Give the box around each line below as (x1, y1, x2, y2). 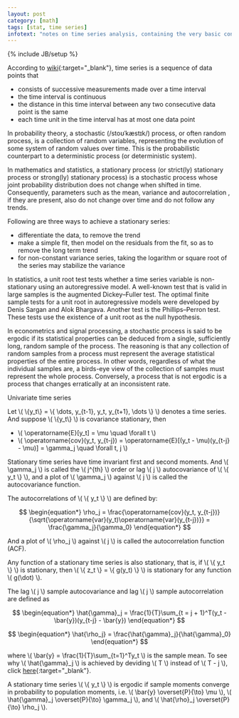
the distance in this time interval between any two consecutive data (17, 100, 216, 109)
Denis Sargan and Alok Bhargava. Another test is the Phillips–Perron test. (7, 306, 221, 314)
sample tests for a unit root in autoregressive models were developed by (7, 298, 219, 306)
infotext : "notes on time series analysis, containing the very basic (7, 30, 221, 38)
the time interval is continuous (17, 93, 107, 101)
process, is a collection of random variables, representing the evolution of (7, 137, 224, 145)
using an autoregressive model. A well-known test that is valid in (38, 283, 228, 291)
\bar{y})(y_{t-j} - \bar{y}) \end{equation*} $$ (53, 616, 186, 625)
